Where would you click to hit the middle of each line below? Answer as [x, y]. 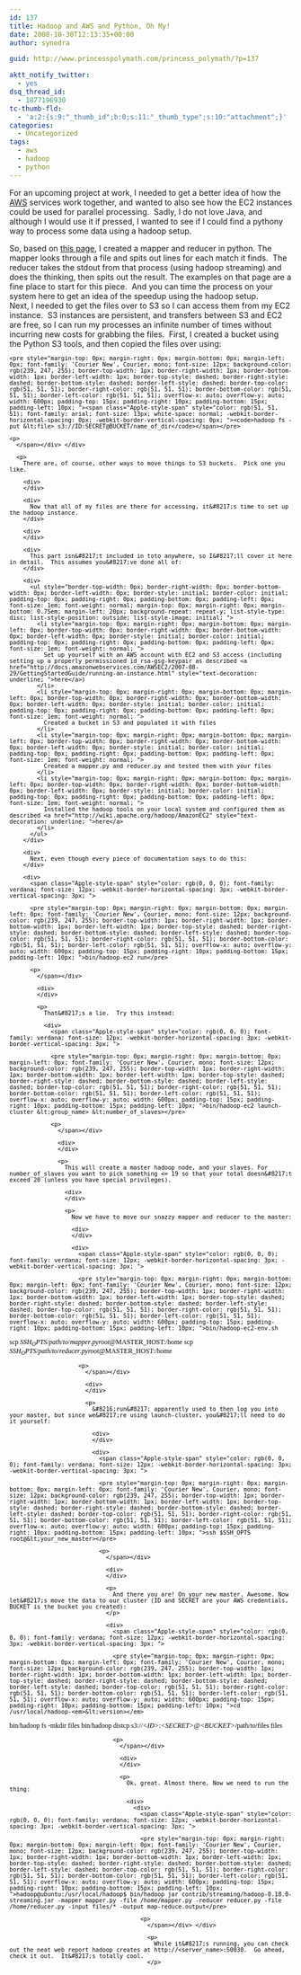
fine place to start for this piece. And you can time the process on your [141, 286]
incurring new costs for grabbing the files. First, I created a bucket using [144, 334]
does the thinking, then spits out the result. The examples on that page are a [150, 277]
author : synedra [40, 43]
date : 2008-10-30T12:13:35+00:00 [72, 34]
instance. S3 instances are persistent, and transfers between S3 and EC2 [146, 314]
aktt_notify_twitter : [50, 75]
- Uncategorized [48, 134]
